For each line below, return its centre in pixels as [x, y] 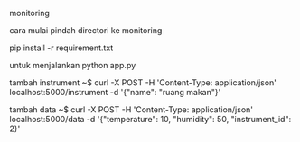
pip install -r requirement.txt [61, 48]
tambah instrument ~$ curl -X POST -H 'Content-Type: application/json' [143, 83]
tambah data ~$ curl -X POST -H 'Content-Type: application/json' [131, 110]
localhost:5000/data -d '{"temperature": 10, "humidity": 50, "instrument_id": [150, 119]
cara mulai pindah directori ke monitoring [86, 30]
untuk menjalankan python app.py [73, 65]
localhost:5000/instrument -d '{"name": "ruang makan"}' [115, 92]
